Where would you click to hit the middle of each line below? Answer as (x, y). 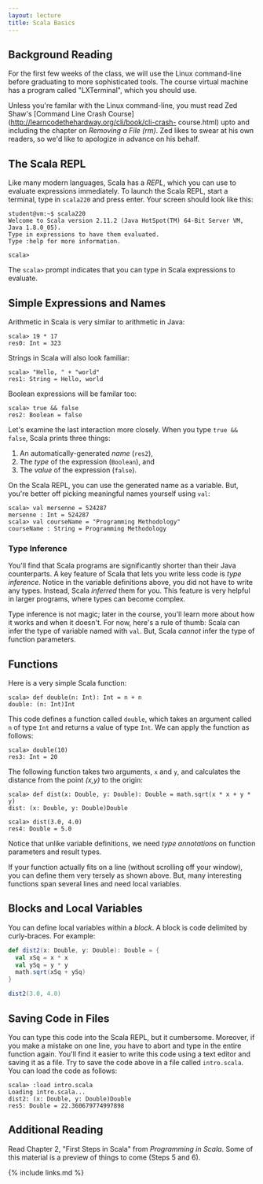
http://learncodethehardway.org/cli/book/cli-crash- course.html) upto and (130, 122)
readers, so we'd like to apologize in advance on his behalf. (104, 139)
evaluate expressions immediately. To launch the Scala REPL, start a (118, 191)
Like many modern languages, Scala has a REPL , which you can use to (122, 183)
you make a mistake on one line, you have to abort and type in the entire (125, 1045)
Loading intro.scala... (47, 1092)
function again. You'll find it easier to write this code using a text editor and (130, 1054)
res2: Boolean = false (45, 415)
